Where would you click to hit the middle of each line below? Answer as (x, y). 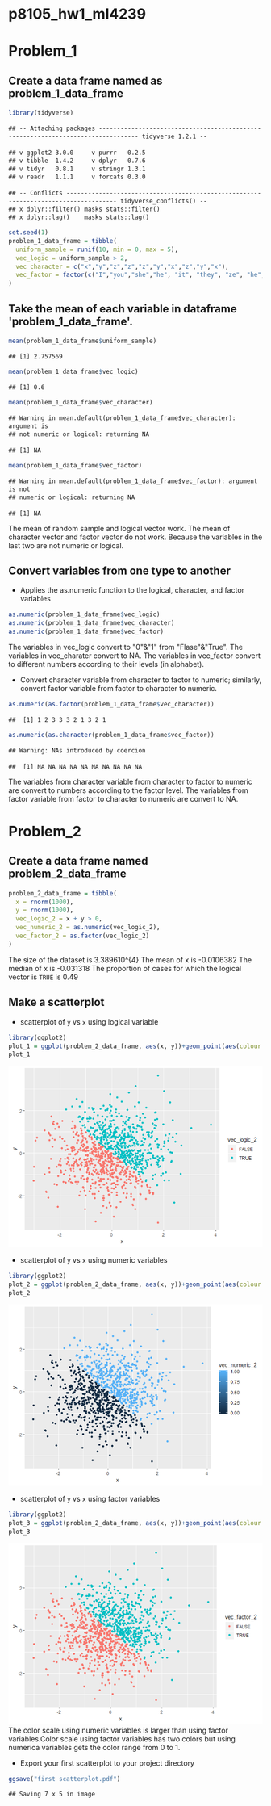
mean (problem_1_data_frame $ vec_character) (81, 402)
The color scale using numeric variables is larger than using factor (118, 1730)
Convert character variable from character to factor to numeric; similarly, (141, 680)
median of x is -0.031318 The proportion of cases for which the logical (125, 968)
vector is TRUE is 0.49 (44, 977)
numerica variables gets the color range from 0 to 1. (94, 1747)
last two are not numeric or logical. (66, 545)
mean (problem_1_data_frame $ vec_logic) (73, 371)
